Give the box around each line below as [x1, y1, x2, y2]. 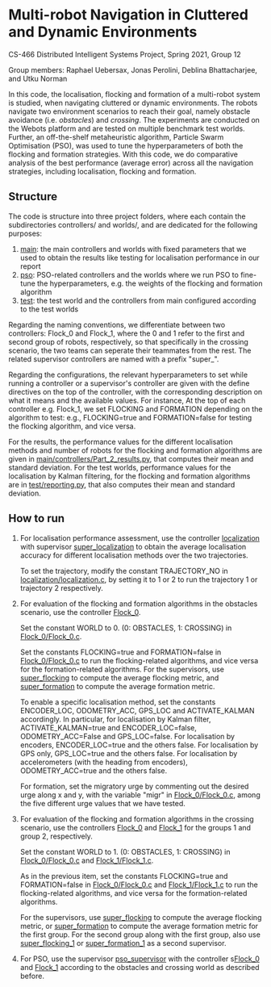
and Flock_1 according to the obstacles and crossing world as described [19, 962, 260, 972]
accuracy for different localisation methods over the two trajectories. [19, 550, 248, 560]
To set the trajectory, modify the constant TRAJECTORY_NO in [19, 566, 228, 575]
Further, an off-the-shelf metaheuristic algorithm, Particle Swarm [8, 132, 224, 142]
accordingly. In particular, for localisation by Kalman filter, [19, 714, 211, 724]
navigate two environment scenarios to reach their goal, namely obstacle [8, 107, 251, 116]
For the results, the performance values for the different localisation [8, 437, 233, 446]
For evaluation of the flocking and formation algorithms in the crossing [19, 813, 254, 824]
